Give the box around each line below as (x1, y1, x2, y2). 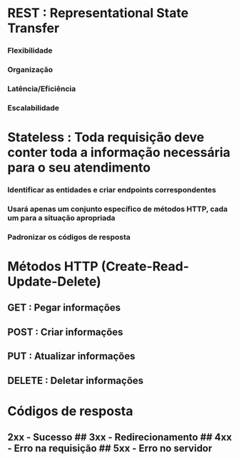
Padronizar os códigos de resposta (7, 232, 131, 242)
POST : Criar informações (7, 326, 123, 338)
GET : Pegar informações (7, 301, 121, 314)
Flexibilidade (7, 46, 53, 56)
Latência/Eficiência (7, 83, 76, 93)
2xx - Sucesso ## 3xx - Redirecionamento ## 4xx (7, 431, 232, 443)
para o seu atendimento (7, 160, 151, 176)
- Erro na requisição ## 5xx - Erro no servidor (7, 442, 213, 455)
